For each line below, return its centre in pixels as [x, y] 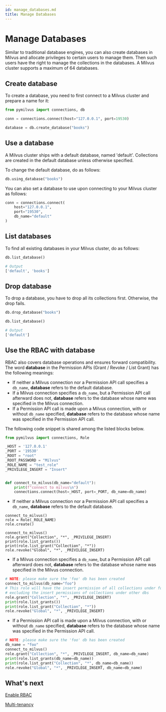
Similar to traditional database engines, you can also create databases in [79, 52]
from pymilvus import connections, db [45, 110]
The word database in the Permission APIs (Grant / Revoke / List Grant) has [82, 367]
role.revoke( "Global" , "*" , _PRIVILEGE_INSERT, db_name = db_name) [74, 668]
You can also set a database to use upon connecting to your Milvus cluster [81, 188]
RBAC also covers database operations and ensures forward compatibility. [81, 362]
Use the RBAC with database [50, 351]
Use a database [30, 143]
